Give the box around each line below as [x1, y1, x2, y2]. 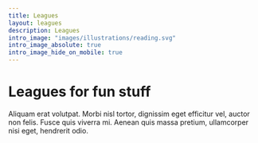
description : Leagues [8, 26, 80, 34]
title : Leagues [8, 11, 59, 20]
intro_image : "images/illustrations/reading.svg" [8, 33, 177, 42]
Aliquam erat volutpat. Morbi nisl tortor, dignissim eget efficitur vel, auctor [8, 109, 251, 118]
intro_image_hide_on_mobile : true [8, 48, 123, 56]
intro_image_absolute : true [8, 41, 102, 49]
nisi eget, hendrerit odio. [8, 126, 89, 135]
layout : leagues [8, 19, 62, 27]
